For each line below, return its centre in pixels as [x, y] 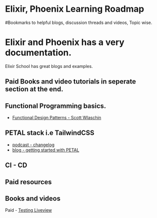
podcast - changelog [33, 145]
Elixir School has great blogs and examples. [49, 66]
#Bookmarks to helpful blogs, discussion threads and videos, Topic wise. [79, 22]
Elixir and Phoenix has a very [65, 42]
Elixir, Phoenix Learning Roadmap [75, 9]
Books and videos [33, 199]
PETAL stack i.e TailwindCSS [50, 133]
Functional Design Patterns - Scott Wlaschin [57, 118]
